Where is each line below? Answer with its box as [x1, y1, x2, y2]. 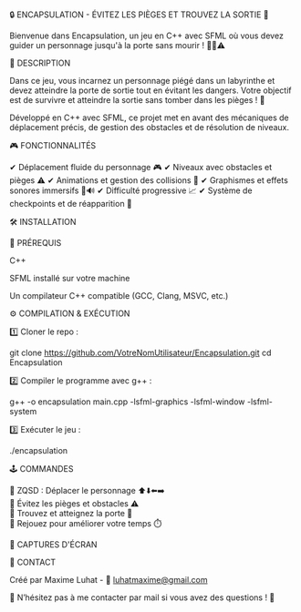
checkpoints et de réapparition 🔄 [9, 199, 132, 209]
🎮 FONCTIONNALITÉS [9, 140, 97, 150]
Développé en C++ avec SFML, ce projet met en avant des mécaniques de [9, 112, 289, 123]
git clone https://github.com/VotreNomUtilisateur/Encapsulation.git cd [9, 347, 272, 358]
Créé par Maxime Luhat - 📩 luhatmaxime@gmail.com [9, 575, 208, 585]
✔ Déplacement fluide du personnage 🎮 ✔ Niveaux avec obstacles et [9, 162, 272, 172]
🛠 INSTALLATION [9, 217, 77, 227]
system [9, 406, 37, 416]
